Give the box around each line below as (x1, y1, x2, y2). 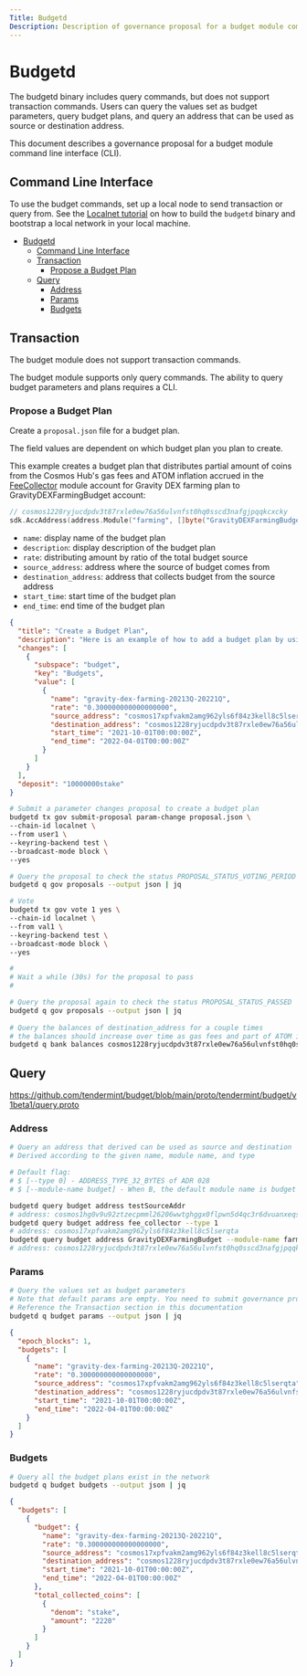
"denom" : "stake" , (49, 1607, 121, 1617)
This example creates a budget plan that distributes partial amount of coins (9, 460, 292, 471)
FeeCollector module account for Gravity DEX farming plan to (9, 480, 240, 491)
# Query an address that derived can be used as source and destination (9, 1143, 292, 1152)
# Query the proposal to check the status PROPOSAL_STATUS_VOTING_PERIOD (9, 871, 297, 881)
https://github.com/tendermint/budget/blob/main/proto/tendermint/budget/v (9, 1090, 297, 1101)
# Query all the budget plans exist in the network (9, 1472, 210, 1481)
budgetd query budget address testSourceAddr (9, 1201, 185, 1210)
